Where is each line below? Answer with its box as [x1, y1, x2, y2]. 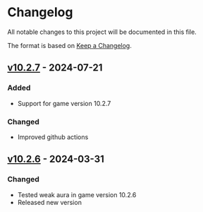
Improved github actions [17, 132, 89, 141]
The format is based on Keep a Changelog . [7, 41, 132, 49]
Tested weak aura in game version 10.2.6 [17, 190, 137, 199]
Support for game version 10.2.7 [17, 99, 111, 107]
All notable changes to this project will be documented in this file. [7, 28, 197, 36]
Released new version [17, 198, 82, 206]
